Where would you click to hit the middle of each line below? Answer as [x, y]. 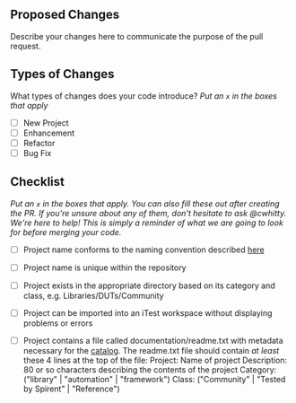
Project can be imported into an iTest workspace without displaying [148, 312]
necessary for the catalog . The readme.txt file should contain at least [151, 350]
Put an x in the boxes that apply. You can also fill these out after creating [145, 203]
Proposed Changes [65, 15]
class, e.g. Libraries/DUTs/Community [93, 295]
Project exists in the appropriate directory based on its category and [149, 285]
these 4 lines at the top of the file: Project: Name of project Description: [155, 360]
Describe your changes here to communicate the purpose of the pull [137, 36]
